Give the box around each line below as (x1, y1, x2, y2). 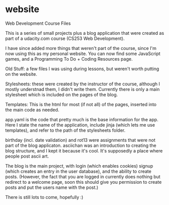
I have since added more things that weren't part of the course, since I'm (5, 45, 157, 51)
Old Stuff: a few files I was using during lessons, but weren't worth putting (5, 66, 159, 72)
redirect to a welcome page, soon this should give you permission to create (5, 179, 162, 185)
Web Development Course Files (5, 20, 71, 26)
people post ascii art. (5, 153, 49, 159)
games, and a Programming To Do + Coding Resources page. (5, 56, 133, 62)
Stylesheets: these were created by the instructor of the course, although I (5, 81, 160, 87)
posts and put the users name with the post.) (5, 184, 98, 190)
